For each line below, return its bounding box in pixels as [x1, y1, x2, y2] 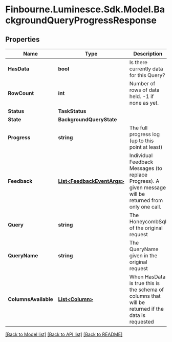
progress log [129, 131, 160, 138]
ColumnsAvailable [8, 296, 53, 302]
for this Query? [129, 72, 165, 79]
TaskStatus [58, 108, 87, 115]
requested [129, 318, 155, 325]
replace [129, 171, 147, 178]
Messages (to [129, 165, 163, 172]
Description [133, 50, 163, 57]
